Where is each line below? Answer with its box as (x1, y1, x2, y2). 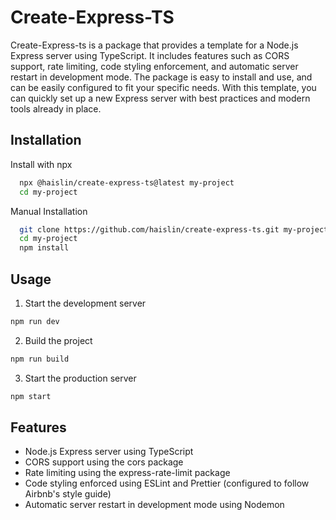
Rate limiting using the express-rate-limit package (24, 467, 231, 479)
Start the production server (24, 372, 137, 384)
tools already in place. (10, 102, 102, 115)
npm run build (10, 354, 70, 364)
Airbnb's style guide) (24, 488, 112, 500)
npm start (10, 391, 52, 401)
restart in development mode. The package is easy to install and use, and (10, 71, 313, 83)
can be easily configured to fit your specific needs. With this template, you (10, 81, 317, 93)
